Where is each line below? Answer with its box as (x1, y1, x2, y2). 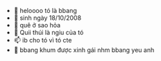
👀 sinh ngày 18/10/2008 (13, 14, 82, 22)
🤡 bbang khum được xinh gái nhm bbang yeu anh (13, 46, 155, 54)
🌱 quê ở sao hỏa (13, 21, 61, 29)
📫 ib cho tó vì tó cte (13, 36, 72, 44)
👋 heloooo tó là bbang (13, 7, 78, 14)
